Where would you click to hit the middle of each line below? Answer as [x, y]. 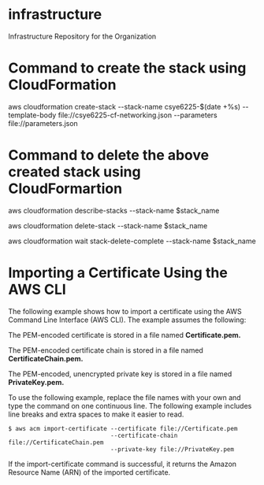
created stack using [74, 172]
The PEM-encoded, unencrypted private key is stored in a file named [120, 374]
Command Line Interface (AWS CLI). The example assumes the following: [127, 320]
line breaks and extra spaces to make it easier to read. [96, 414]
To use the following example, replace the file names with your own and [125, 397]
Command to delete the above [109, 155]
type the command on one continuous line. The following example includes [130, 405]
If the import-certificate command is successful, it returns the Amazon [123, 464]
